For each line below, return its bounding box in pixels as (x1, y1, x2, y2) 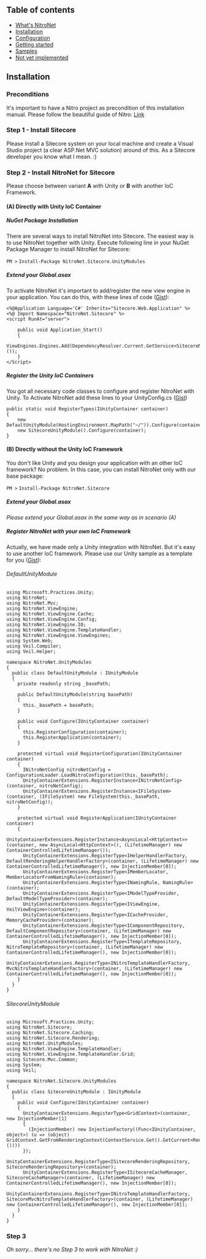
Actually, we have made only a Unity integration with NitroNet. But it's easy (6, 543, 196, 550)
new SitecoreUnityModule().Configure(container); (17, 427, 147, 434)
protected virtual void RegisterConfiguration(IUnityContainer (17, 750, 183, 757)
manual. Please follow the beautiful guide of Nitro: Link (6, 111, 145, 118)
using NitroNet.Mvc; (6, 600, 59, 606)
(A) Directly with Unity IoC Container (6, 203, 102, 210)
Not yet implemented (15, 53, 69, 61)
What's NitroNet (15, 21, 56, 28)
